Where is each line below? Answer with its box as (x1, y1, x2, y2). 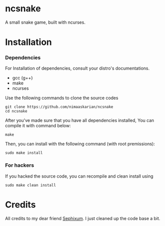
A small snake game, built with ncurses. (5, 19, 86, 25)
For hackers (5, 162, 34, 169)
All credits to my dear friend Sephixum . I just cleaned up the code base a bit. (5, 215, 161, 221)
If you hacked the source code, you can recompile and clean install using (5, 173, 154, 179)
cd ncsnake (5, 109, 28, 114)
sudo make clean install (5, 183, 56, 188)
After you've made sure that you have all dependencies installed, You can (5, 117, 154, 123)
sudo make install (5, 151, 43, 155)
